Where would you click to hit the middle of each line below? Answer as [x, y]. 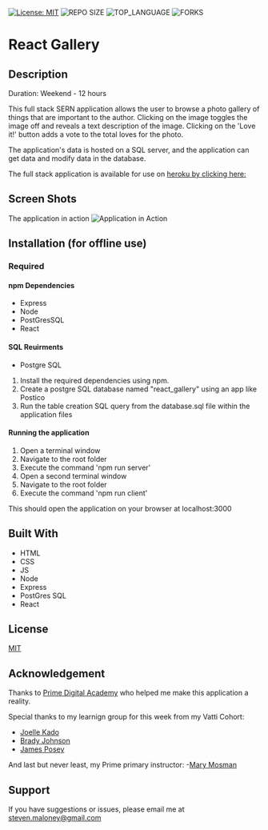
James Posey [42, 749]
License [28, 629]
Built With [33, 533]
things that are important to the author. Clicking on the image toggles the [128, 117]
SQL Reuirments [36, 347]
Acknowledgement [57, 674]
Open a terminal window [60, 450]
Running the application [49, 433]
